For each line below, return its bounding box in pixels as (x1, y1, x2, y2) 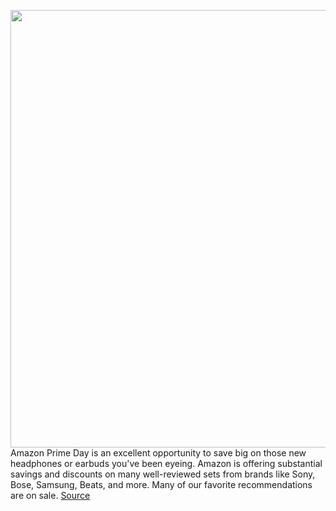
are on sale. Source (10, 490, 91, 501)
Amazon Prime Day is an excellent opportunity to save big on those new (10, 447, 307, 459)
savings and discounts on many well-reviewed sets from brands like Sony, (10, 468, 316, 480)
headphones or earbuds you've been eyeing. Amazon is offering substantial (10, 458, 323, 469)
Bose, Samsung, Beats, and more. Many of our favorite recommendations (10, 479, 313, 490)
